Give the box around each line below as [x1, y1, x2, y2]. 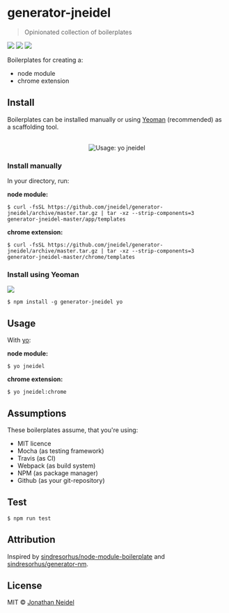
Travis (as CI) [17, 454, 56, 462]
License [7, 580, 42, 591]
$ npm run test [7, 515, 52, 522]
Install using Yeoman [7, 269, 79, 279]
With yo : [7, 336, 31, 344]
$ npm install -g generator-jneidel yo [7, 298, 123, 305]
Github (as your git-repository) [17, 476, 106, 484]
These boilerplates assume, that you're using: [7, 426, 139, 434]
